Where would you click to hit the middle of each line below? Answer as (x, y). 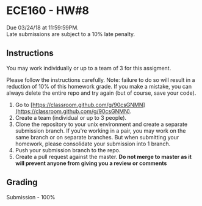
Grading (22, 182)
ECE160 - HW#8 (48, 11)
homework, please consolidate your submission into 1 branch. (93, 144)
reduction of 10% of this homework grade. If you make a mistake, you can (99, 86)
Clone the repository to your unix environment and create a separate (101, 124)
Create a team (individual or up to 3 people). (71, 117)
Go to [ (24, 105)
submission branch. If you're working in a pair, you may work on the (100, 131)
